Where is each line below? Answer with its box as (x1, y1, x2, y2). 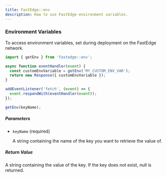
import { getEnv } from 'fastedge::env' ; (5, 54, 93, 60)
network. (5, 45, 24, 51)
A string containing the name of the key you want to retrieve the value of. (12, 138, 163, 144)
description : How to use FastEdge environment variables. (5, 12, 128, 17)
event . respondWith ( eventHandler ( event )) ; (9, 91, 97, 96)
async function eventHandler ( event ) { (5, 63, 86, 69)
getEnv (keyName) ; (5, 105, 41, 110)
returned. (5, 167, 24, 173)
